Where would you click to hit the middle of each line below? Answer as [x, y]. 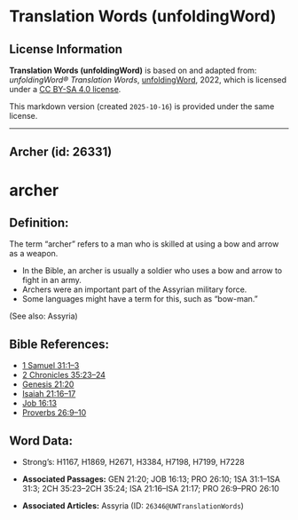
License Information [66, 49]
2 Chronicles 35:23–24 [64, 375]
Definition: [39, 222]
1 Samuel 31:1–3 [51, 366]
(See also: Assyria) [43, 316]
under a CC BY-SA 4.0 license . [65, 89]
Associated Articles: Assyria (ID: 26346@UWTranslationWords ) [133, 506]
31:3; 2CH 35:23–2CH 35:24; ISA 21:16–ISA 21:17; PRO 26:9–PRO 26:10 [150, 489]
